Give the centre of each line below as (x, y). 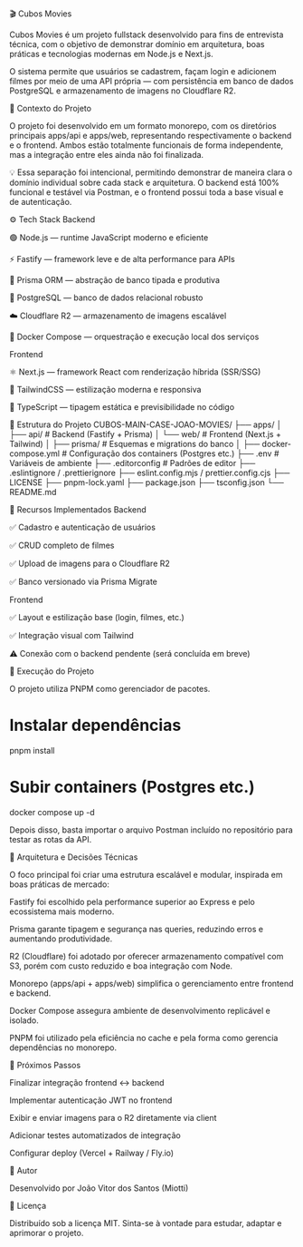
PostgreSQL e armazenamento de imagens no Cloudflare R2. (123, 91)
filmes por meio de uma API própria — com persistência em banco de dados (151, 81)
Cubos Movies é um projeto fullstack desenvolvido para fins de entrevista (147, 34)
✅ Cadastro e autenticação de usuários (83, 527)
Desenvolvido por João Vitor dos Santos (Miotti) (99, 1188)
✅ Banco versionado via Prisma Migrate (84, 581)
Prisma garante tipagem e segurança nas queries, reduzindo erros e (137, 929)
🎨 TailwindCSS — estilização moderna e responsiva (105, 390)
